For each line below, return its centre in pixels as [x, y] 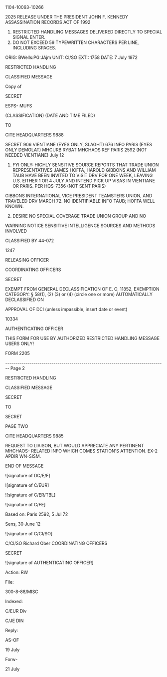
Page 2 [17, 368]
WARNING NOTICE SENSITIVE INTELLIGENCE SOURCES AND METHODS [80, 226]
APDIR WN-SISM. [23, 456]
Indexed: [14, 601]
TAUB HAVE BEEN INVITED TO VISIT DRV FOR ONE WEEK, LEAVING [83, 175]
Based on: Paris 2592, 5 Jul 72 [37, 514]
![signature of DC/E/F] [28, 476]
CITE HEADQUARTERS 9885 [34, 436]
